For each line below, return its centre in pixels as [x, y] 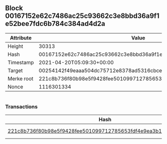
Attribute [21, 38]
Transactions [22, 107]
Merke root [21, 78]
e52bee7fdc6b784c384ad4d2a [55, 24]
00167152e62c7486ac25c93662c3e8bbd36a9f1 [82, 16]
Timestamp [21, 62]
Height [15, 46]
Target [15, 70]
